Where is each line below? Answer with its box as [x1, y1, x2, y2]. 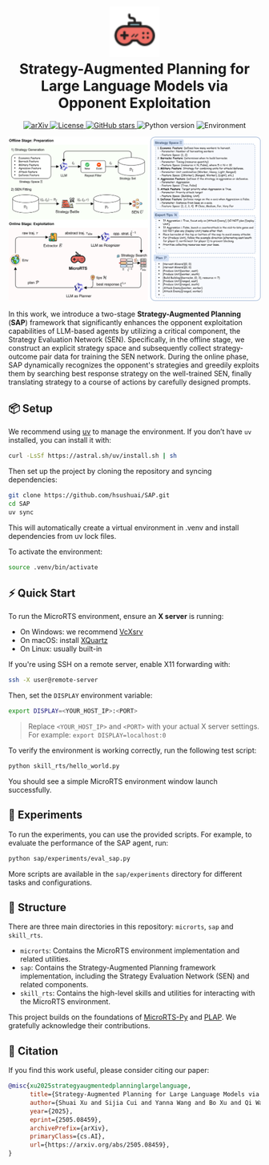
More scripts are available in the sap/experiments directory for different [8, 869, 243, 878]
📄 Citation [8, 1044, 58, 1058]
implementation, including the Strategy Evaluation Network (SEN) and [19, 971, 250, 981]
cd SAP [8, 500, 30, 508]
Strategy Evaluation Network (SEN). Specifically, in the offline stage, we [8, 335, 245, 344]
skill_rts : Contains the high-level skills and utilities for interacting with [19, 988, 255, 998]
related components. [19, 980, 89, 990]
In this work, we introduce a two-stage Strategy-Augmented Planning [8, 309, 242, 319]
